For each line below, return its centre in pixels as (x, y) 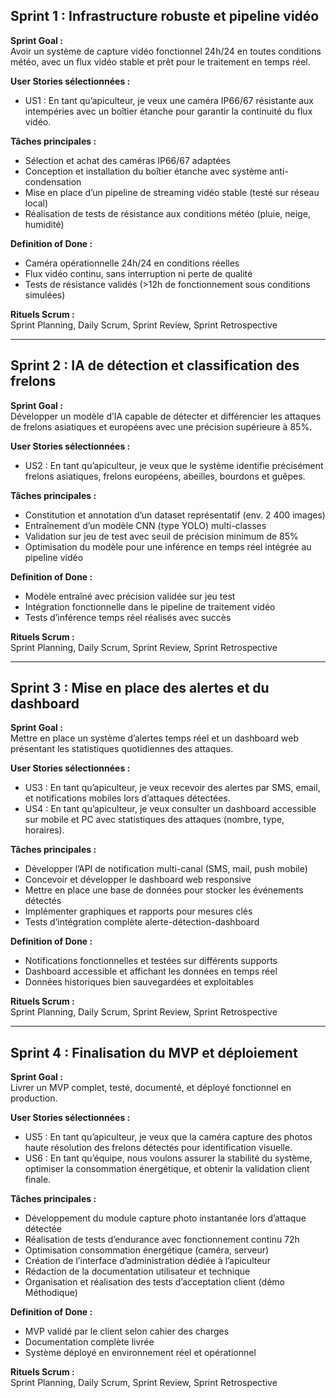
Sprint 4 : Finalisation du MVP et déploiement (154, 1052)
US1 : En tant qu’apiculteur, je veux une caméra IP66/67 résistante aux (169, 100)
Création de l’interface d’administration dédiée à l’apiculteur (147, 1261)
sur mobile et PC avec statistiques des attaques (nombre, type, (154, 820)
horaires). (44, 830)
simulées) (45, 295)
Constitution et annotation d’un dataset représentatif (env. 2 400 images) (175, 515)
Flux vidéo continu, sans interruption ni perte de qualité (138, 273)
